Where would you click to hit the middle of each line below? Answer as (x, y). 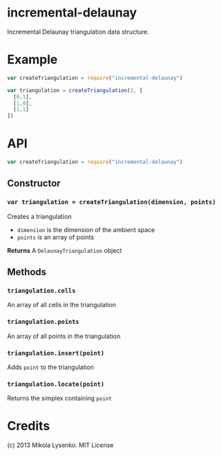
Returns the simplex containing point (59, 398)
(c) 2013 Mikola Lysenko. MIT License (60, 445)
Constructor (34, 184)
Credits (29, 426)
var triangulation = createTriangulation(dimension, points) (112, 202)
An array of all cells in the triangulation (62, 305)
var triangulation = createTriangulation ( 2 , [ (75, 90)
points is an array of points (55, 237)
